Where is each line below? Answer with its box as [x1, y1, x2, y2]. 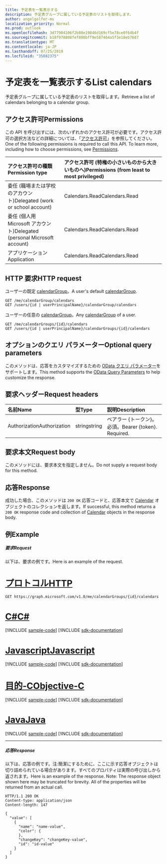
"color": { [18, 829, 41, 834]
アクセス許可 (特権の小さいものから [64, 159, 147, 166]
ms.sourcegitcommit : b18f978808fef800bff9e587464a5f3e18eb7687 [5, 35, 139, 40]
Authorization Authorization [7, 422, 71, 429]
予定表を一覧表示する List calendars [5, 77, 152, 87]
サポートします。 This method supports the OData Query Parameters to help [5, 369, 161, 375]
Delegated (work [14, 197, 54, 204]
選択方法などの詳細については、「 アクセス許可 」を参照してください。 [13, 135, 155, 142]
